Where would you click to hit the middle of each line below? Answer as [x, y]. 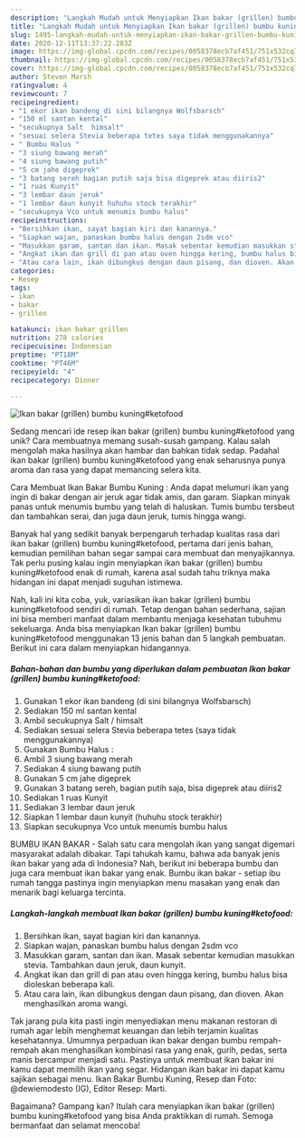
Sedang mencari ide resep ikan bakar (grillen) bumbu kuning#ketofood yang [152, 431]
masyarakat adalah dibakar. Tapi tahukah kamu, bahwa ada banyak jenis [145, 854]
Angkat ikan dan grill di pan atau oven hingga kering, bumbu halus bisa [155, 975]
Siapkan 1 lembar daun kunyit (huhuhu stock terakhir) [123, 817]
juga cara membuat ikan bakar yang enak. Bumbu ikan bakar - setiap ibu [146, 873]
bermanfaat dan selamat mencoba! [76, 1125]
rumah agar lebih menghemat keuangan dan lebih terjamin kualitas [134, 1031]
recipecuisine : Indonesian [61, 347]
